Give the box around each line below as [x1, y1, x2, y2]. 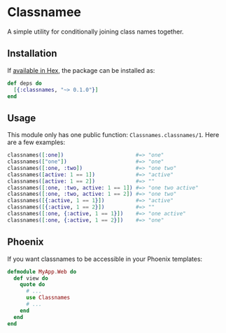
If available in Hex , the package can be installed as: [7, 66, 155, 74]
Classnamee [7, 4, 82, 20]
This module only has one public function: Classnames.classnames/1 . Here [7, 131, 220, 139]
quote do [20, 281, 45, 288]
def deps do [7, 80, 42, 87]
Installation [7, 48, 57, 59]
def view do [13, 274, 49, 282]
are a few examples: [7, 138, 66, 147]
